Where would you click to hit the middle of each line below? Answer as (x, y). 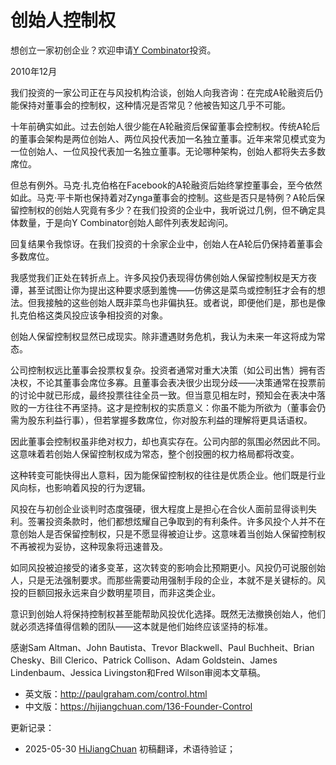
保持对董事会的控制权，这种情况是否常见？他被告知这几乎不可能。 (154, 105)
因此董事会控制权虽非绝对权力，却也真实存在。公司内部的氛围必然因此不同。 (168, 441)
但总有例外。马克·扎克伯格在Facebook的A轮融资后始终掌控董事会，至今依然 (166, 185)
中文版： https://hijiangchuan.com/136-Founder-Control (138, 706)
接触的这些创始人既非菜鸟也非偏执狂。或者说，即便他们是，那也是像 (185, 302)
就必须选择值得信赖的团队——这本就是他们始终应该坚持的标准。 (141, 626)
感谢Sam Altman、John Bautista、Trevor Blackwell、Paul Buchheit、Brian (162, 647)
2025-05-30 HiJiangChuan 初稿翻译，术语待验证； (130, 748)
